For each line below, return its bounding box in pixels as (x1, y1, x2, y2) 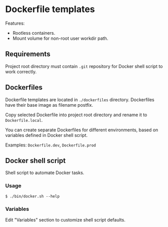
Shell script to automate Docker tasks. (5, 170, 85, 176)
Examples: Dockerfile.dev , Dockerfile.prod (5, 142, 96, 148)
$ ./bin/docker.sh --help (5, 194, 60, 199)
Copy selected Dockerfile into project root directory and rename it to (5, 112, 147, 118)
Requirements (5, 50, 50, 58)
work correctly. (5, 68, 37, 74)
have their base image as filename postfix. (5, 102, 93, 108)
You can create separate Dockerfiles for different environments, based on (5, 127, 158, 133)
